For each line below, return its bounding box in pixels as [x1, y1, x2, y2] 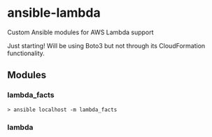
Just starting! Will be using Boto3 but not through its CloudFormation [7, 41, 206, 50]
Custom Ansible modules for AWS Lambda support [7, 28, 154, 36]
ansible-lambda [7, 5, 101, 21]
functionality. [7, 49, 45, 57]
